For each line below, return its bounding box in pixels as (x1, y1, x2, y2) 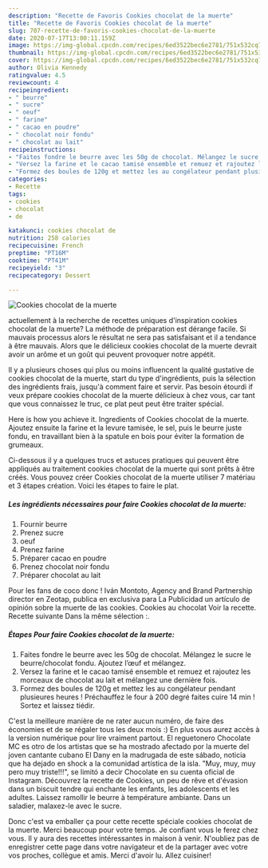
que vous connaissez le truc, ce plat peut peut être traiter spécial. (8, 399, 224, 408)
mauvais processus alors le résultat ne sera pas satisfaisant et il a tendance (8, 332, 257, 342)
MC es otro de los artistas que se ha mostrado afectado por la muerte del (8, 742, 250, 751)
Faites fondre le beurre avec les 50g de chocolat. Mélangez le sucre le (19, 650, 251, 659)
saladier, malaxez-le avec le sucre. (8, 801, 122, 811)
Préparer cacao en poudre (19, 553, 107, 563)
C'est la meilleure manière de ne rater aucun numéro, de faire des (8, 716, 224, 726)
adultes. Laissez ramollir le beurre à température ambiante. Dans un (8, 793, 231, 802)
